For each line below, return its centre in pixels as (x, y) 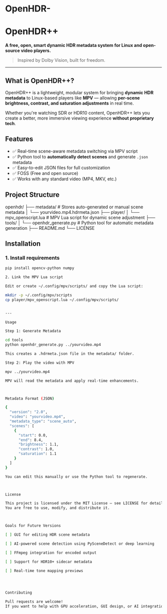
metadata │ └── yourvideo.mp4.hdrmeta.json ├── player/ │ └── (72, 212)
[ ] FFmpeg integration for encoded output (51, 553)
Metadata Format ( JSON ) (30, 398)
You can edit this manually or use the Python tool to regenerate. (77, 476)
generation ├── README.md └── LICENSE (50, 228)
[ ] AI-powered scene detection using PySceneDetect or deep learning (80, 544)
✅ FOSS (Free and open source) (45, 173)
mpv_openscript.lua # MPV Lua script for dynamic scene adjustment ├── (80, 217)
